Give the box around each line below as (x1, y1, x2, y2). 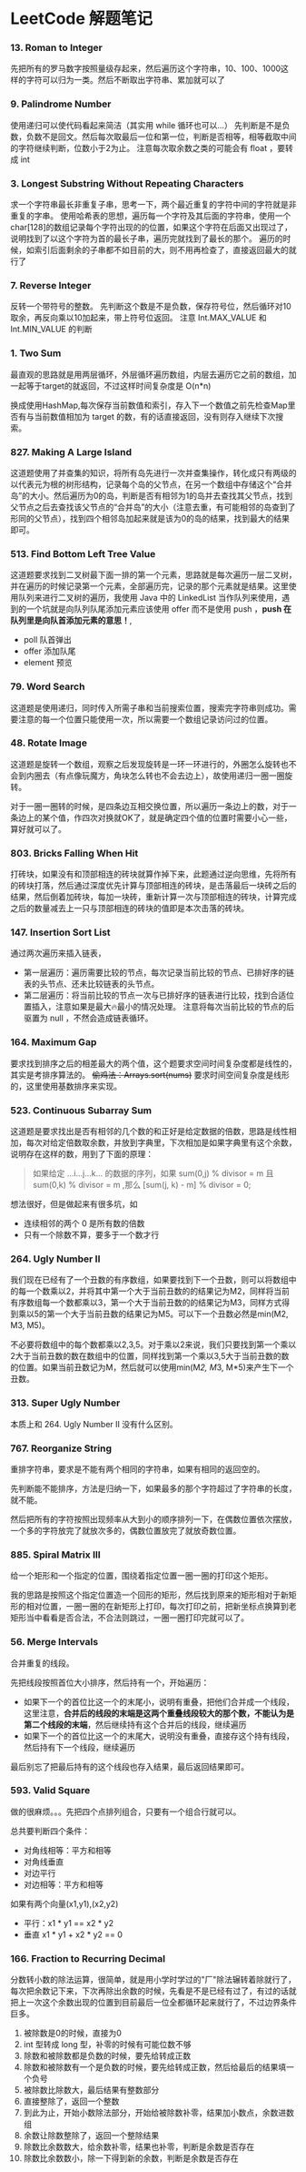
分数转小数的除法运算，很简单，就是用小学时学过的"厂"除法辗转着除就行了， (10, 1974, 297, 1985)
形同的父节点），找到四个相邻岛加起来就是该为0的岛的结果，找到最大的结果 (10, 513, 290, 523)
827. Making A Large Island (10, 445, 133, 458)
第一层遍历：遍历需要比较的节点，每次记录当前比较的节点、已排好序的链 (23, 967, 294, 979)
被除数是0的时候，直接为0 (23, 2027, 122, 2039)
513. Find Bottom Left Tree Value (10, 547, 156, 560)
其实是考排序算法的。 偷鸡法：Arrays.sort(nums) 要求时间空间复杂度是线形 (10, 1069, 290, 1080)
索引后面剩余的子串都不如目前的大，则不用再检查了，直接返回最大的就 (34, 245, 297, 256)
